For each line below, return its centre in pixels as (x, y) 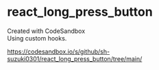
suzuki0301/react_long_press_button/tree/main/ (75, 58)
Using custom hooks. (37, 38)
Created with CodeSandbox (46, 31)
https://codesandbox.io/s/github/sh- (59, 51)
